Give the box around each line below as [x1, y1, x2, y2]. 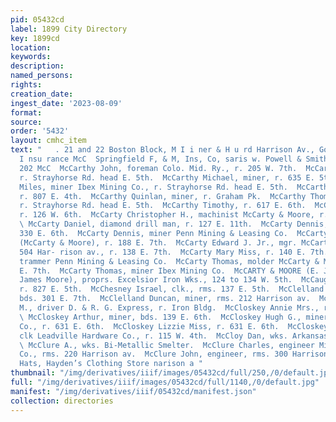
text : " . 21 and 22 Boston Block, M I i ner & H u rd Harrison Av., [10, 145, 315, 155]
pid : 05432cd [10, 14, 65, 25]
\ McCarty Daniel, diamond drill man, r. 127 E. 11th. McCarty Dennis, [19, 219, 329, 230]
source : [10, 117, 43, 127]
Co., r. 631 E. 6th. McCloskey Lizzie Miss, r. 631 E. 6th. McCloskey [19, 321, 329, 331]
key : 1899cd [10, 33, 60, 43]
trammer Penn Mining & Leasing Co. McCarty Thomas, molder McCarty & [19, 256, 320, 266]
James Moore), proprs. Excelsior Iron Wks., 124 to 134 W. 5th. [19, 275, 293, 285]
